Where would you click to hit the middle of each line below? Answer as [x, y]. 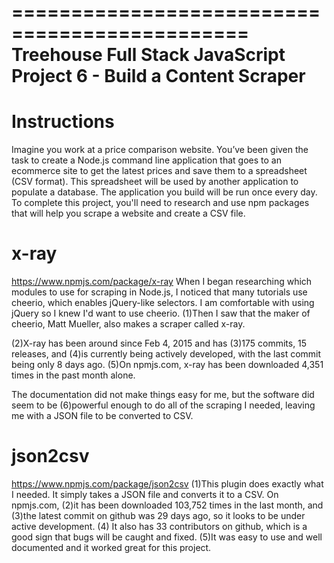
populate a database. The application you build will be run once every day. [164, 192]
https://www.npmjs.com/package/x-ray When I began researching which [162, 282]
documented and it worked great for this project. [111, 547]
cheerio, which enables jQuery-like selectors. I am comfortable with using [163, 303]
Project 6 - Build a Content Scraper [158, 76]
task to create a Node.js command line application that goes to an [146, 160]
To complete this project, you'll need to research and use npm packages [160, 203]
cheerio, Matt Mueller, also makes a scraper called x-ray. [128, 324]
